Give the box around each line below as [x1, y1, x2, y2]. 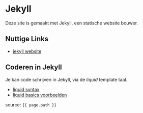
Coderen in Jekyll [5, 63, 62, 72]
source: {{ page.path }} [5, 101, 57, 107]
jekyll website [12, 48, 42, 54]
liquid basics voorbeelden [12, 92, 67, 98]
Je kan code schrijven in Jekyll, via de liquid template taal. [5, 76, 128, 82]
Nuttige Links [5, 35, 49, 43]
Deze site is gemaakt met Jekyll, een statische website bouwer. [5, 20, 138, 26]
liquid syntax [12, 86, 40, 92]
